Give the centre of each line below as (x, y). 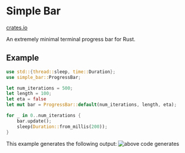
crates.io (17, 27)
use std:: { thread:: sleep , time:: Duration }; (61, 72)
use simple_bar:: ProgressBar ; (44, 77)
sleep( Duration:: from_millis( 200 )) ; (62, 127)
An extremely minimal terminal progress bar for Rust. (71, 39)
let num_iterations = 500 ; (40, 88)
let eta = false (26, 99)
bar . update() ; (34, 121)
